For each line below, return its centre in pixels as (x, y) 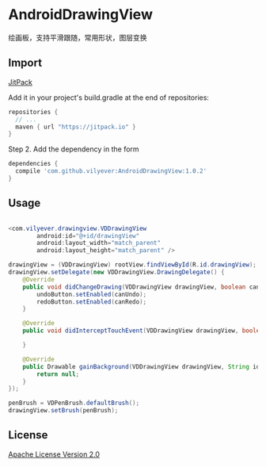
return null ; (58, 374)
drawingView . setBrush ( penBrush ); (63, 411)
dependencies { (33, 164)
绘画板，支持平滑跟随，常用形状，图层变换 (78, 37)
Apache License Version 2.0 (54, 454)
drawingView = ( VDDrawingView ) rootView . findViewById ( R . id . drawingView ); (133, 265)
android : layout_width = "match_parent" (99, 243)
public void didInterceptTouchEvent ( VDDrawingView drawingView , (131, 331)
